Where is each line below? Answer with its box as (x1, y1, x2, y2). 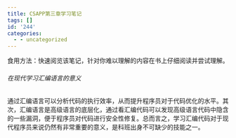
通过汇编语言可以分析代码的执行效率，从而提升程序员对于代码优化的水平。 (7, 97, 223, 105)
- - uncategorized (13, 36, 68, 43)
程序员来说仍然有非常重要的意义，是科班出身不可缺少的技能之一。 (13, 123, 204, 132)
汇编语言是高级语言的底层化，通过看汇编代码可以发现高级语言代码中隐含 (19, 106, 229, 114)
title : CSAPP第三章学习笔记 (7, 10, 82, 18)
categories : (7, 29, 42, 37)
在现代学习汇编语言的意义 (7, 74, 81, 82)
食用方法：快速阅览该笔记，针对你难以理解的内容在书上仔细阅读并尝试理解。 (7, 57, 229, 65)
